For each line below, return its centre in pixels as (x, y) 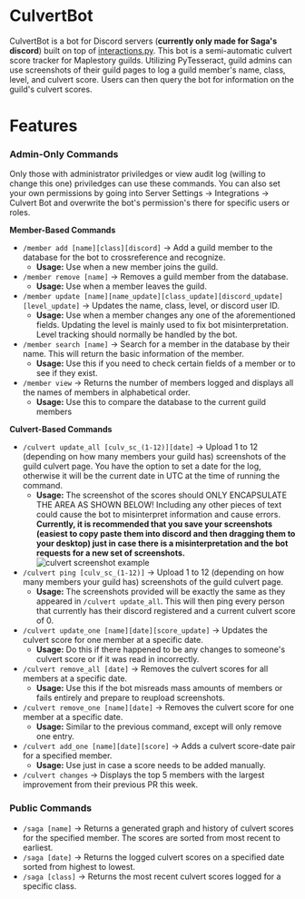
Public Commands (51, 808)
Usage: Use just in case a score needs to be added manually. (151, 766)
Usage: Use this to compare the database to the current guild (151, 402)
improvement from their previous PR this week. (110, 785)
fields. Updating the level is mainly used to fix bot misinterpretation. (162, 325)
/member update (51, 297)
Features (44, 126)
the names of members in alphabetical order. (106, 392)
